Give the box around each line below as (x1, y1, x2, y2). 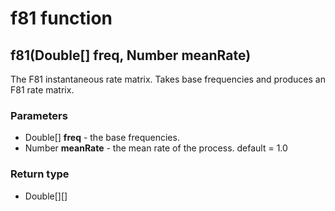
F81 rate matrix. (10, 84, 75, 96)
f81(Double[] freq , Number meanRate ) (10, 47, 252, 64)
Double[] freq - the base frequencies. (24, 132, 180, 144)
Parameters (10, 108, 68, 122)
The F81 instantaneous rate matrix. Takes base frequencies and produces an (10, 73, 326, 85)
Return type (10, 167, 70, 181)
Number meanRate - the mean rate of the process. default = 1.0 (24, 142, 288, 154)
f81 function (10, 7, 113, 30)
